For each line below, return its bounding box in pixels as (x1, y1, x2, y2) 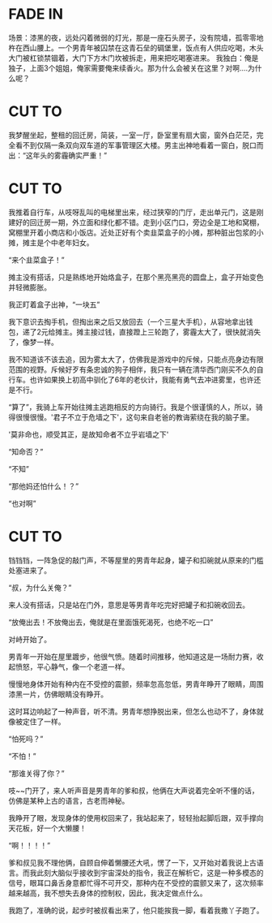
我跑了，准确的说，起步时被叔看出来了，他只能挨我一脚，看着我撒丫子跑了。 (8, 905, 264, 915)
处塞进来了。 (8, 565, 51, 575)
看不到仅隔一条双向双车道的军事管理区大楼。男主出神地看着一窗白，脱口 (15, 140, 257, 150)
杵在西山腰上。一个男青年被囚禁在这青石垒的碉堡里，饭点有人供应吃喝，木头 (8, 42, 264, 53)
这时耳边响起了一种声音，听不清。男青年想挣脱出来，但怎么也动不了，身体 (8, 706, 257, 716)
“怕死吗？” (8, 734, 44, 744)
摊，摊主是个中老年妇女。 (8, 237, 94, 248)
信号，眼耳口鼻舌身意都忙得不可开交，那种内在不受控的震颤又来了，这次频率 (8, 878, 264, 887)
